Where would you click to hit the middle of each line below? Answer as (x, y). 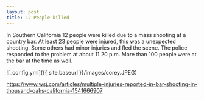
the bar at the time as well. (40, 61)
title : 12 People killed (38, 18)
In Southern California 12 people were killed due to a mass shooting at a (96, 35)
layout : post (23, 12)
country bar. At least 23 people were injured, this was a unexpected (91, 41)
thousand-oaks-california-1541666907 (55, 90)
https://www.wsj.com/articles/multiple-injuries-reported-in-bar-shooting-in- (102, 84)
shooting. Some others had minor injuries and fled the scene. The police (97, 48)
